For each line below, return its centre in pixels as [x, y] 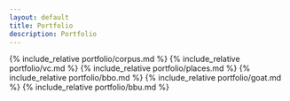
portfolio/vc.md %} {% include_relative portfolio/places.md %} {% [130, 68]
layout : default [39, 17]
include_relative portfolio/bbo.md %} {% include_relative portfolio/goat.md [145, 78]
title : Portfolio [41, 26]
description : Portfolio [53, 34]
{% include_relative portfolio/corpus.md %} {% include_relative [125, 59]
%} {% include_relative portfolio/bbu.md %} [90, 87]
